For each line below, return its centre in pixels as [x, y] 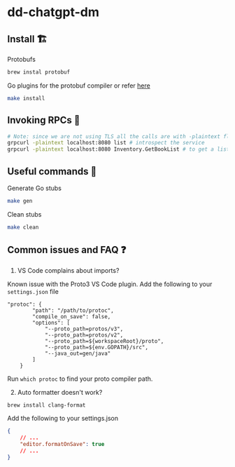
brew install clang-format [47, 405]
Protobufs [22, 59]
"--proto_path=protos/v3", [84, 329]
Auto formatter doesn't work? [60, 392]
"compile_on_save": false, [72, 316]
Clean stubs [24, 214]
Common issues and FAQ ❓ [67, 250]
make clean [23, 227]
